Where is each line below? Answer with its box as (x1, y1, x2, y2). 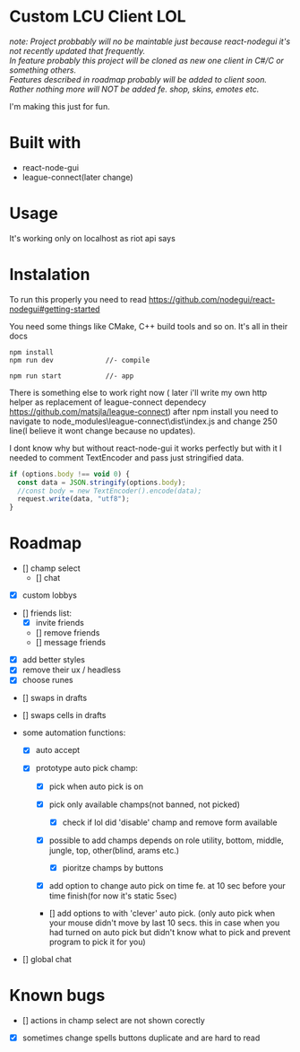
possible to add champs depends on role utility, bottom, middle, (48, 835, 284, 846)
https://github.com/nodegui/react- (148, 294, 276, 304)
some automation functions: (21, 727, 126, 738)
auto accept (35, 745, 81, 756)
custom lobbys (21, 590, 78, 601)
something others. (9, 65, 77, 75)
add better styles (21, 654, 85, 665)
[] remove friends (35, 627, 100, 638)
